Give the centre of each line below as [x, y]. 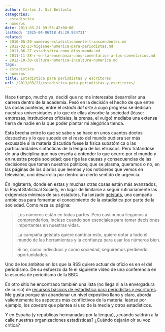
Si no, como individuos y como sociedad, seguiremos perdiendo [82, 249]
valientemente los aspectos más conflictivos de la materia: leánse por [76, 300]
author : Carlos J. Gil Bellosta [38, 10]
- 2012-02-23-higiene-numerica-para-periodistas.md [59, 46]
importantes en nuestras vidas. [49, 225]
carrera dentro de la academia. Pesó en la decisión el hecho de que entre [80, 102]
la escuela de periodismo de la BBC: [42, 274]
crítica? [13, 325]
